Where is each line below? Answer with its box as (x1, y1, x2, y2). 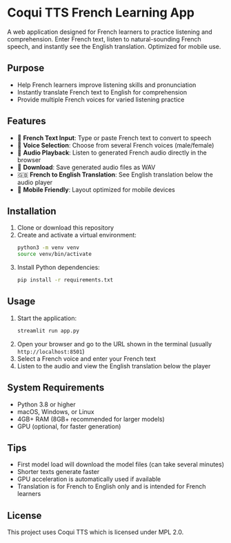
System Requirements (7, 382, 105, 394)
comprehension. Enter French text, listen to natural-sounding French (7, 34, 201, 43)
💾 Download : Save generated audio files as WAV (17, 163, 156, 171)
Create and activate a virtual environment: (17, 231, 137, 239)
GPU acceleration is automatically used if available (17, 475, 161, 484)
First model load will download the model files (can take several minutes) (17, 460, 225, 468)
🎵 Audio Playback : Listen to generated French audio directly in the (17, 148, 207, 157)
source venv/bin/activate (17, 250, 92, 258)
